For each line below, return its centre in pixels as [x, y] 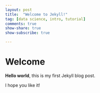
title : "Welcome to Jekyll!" [37, 14]
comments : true [21, 24]
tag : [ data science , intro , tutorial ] [45, 19]
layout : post [19, 10]
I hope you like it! [23, 85]
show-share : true [23, 28]
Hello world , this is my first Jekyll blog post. [50, 76]
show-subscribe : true [28, 33]
